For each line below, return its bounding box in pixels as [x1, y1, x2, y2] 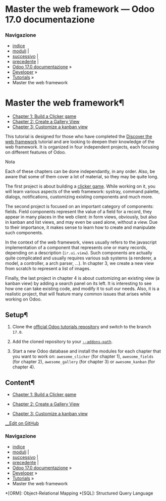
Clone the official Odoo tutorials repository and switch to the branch [12, 324, 152, 330]
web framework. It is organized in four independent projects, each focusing [5, 144, 160, 150]
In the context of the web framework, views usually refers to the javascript [5, 239, 157, 246]
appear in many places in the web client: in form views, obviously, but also [5, 214, 157, 220]
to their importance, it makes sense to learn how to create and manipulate [5, 224, 156, 231]
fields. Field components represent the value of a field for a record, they [5, 209, 152, 215]
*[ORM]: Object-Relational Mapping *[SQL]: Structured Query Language [5, 490, 154, 496]
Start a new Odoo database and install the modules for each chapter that [12, 348, 161, 354]
